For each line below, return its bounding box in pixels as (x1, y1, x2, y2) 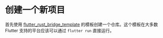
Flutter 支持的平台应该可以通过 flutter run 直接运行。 (5, 27, 114, 33)
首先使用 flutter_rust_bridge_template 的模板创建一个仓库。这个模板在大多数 (5, 21, 158, 27)
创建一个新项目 (5, 4, 65, 16)
